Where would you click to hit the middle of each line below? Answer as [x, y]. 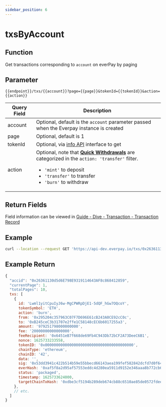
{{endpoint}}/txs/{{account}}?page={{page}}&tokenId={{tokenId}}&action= [83, 91]
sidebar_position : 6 [26, 10]
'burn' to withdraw [66, 182]
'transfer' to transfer [70, 176]
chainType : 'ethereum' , [43, 349]
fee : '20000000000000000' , [46, 331]
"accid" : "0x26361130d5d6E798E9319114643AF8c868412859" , [69, 281]
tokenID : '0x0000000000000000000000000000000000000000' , [78, 345]
